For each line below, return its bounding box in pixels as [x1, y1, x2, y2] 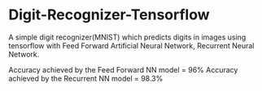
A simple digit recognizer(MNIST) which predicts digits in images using [8, 32, 247, 42]
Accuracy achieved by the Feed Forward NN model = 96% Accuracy [8, 64, 238, 74]
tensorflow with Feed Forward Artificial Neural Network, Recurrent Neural [8, 40, 255, 50]
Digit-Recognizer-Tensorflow [8, 6, 210, 24]
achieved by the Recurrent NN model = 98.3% [8, 73, 164, 83]
